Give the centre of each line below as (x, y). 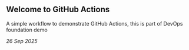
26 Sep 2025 (22, 41)
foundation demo (27, 30)
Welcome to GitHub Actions (58, 10)
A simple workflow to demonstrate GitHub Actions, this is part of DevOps (94, 23)
